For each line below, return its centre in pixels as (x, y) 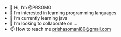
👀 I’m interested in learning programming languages (63, 13)
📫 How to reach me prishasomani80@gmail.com (60, 29)
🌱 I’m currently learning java (39, 18)
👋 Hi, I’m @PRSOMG (31, 8)
